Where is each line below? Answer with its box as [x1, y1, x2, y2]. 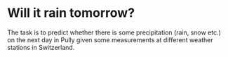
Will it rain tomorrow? [7, 5, 135, 21]
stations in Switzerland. [7, 43, 75, 51]
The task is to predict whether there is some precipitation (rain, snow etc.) [7, 28, 221, 37]
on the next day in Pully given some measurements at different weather [7, 35, 214, 44]
